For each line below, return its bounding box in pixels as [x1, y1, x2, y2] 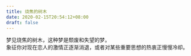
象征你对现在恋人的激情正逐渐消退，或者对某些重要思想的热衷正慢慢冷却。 [6, 44, 188, 51]
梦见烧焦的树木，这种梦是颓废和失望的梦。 [6, 37, 110, 44]
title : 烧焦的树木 [6, 8, 47, 15]
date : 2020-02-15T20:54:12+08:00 [6, 14, 89, 20]
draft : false [6, 19, 39, 25]
